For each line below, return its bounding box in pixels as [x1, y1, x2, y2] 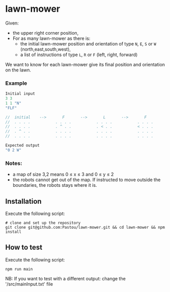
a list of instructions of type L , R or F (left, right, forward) [20, 52, 138, 58]
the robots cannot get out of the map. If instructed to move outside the [12, 177, 161, 183]
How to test [5, 243, 42, 252]
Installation [5, 197, 42, 206]
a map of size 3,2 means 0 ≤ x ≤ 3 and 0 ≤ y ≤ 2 [12, 172, 114, 178]
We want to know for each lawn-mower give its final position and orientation [5, 61, 165, 67]
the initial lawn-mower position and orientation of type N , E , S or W [20, 40, 156, 46]
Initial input [5, 91, 36, 96]
